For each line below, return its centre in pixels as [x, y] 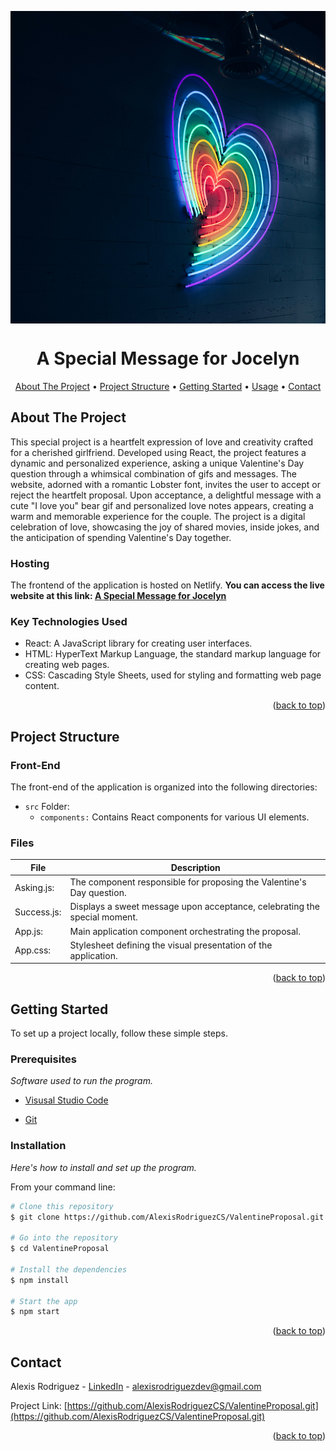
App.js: [29, 931]
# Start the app [44, 1301]
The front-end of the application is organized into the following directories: [164, 787]
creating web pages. [67, 665]
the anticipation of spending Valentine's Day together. [121, 537]
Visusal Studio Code [66, 1100]
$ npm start [35, 1312]
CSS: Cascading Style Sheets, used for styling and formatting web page [173, 675]
